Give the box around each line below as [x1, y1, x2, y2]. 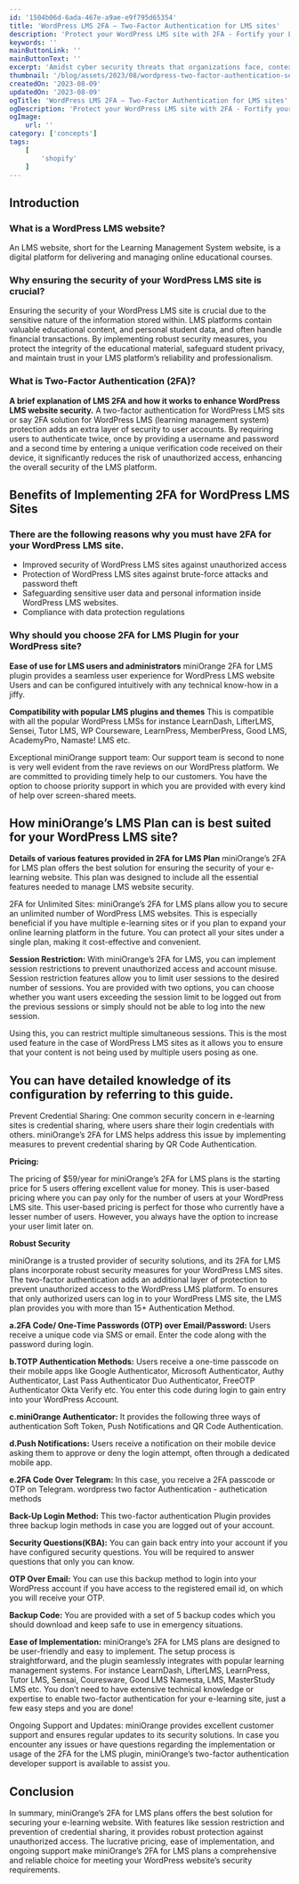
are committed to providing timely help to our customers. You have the [9, 770, 268, 781]
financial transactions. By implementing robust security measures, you [9, 333, 268, 344]
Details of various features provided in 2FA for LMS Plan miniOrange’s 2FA [9, 853, 287, 864]
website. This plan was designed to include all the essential [41, 872, 259, 883]
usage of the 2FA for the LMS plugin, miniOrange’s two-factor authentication [9, 1748, 289, 1759]
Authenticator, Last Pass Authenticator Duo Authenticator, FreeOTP [9, 1375, 255, 1386]
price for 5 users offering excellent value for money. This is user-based [9, 1183, 270, 1194]
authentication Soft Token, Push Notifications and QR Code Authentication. [9, 1421, 284, 1432]
